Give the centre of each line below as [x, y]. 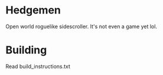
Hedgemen [33, 10]
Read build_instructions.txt [38, 66]
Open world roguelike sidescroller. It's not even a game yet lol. [81, 26]
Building [26, 50]
